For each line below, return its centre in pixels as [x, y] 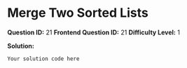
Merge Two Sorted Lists [78, 13]
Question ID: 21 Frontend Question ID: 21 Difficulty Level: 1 [94, 32]
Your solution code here [43, 59]
